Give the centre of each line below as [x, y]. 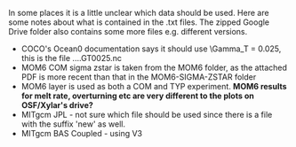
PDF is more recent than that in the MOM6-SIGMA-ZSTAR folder [139, 77]
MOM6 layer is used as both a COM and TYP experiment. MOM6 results [154, 86]
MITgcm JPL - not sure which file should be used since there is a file [147, 115]
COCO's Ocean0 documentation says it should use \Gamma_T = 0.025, [151, 49]
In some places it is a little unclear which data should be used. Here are [139, 13]
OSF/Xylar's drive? [57, 105]
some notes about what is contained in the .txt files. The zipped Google [139, 22]
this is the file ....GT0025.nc [71, 58]
